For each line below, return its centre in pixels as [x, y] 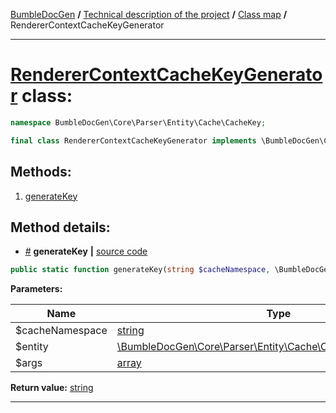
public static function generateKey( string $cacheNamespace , [140, 270]
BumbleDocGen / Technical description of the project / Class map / [149, 14]
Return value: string [52, 388]
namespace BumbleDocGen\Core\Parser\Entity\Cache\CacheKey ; [138, 122]
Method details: [60, 227]
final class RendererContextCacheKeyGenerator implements [133, 140]
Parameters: [36, 289]
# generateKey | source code [86, 251]
